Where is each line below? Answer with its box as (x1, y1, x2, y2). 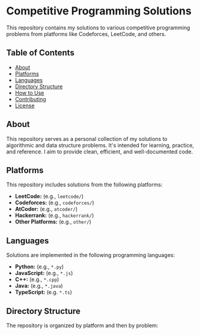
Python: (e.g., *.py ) (14, 263, 64, 270)
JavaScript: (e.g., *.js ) (14, 270, 73, 277)
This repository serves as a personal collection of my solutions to (6, 135, 168, 142)
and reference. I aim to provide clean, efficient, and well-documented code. (6, 148, 193, 155)
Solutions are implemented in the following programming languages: (6, 252, 175, 259)
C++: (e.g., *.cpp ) (14, 276, 59, 283)
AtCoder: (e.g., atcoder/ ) (14, 206, 78, 213)
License (14, 102, 35, 109)
